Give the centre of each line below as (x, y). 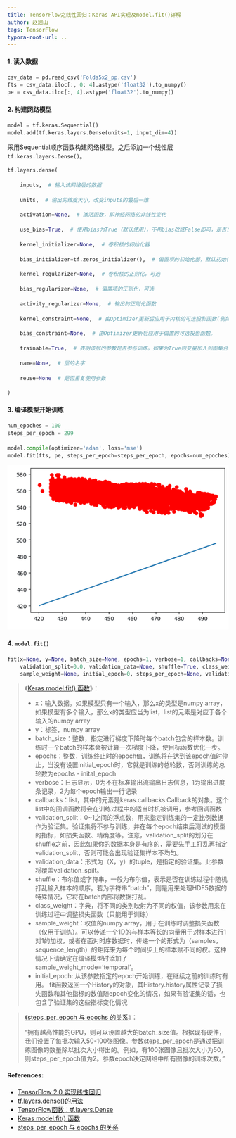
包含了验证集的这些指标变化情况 (81, 1002)
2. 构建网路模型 (29, 109)
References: (26, 1075)
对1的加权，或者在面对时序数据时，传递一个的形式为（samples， (129, 941)
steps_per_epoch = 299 (40, 434)
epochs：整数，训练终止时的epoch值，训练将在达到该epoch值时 (129, 756)
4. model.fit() (28, 643)
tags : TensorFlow (33, 30)
